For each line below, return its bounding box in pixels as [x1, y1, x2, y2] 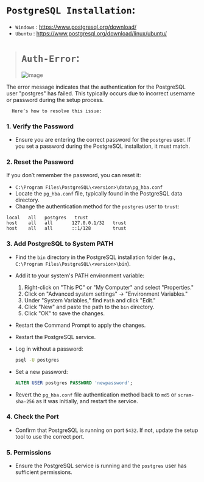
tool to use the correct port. [15, 433, 85, 440]
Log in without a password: [15, 345, 83, 352]
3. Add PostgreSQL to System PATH [6, 239, 114, 248]
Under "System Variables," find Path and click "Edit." [24, 296, 156, 304]
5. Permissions [6, 448, 52, 456]
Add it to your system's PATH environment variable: [15, 272, 145, 279]
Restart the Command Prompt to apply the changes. [15, 321, 146, 329]
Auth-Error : [21, 51, 80, 65]
